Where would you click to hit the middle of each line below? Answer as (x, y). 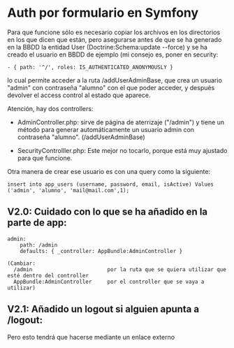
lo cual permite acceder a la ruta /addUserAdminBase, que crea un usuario (115, 80)
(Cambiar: (22, 263)
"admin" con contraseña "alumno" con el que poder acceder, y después (111, 87)
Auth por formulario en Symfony (103, 13)
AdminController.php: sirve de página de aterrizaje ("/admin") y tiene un (121, 122)
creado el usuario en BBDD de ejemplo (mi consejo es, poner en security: (113, 55)
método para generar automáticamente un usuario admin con (105, 129)
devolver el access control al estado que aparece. (79, 95)
